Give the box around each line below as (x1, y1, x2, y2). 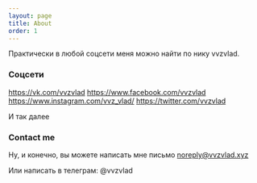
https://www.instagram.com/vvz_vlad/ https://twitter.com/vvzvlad (8, 96, 226, 106)
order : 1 (8, 27, 38, 35)
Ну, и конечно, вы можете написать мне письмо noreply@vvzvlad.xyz (8, 150, 249, 160)
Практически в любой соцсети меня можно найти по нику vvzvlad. (8, 49, 240, 59)
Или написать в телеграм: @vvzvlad (8, 165, 133, 175)
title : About (8, 19, 52, 27)
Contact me (8, 131, 56, 143)
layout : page (8, 11, 52, 20)
